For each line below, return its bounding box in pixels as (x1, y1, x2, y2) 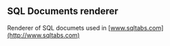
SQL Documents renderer (7, 5, 118, 17)
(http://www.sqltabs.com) (7, 31, 81, 39)
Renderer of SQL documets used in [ (7, 23, 111, 32)
